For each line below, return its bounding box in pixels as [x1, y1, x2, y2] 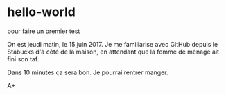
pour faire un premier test [7, 27, 80, 35]
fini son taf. [7, 54, 40, 63]
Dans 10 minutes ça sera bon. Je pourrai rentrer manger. [7, 68, 168, 76]
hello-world [7, 4, 76, 20]
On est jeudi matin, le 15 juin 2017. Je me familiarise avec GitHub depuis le [7, 40, 218, 48]
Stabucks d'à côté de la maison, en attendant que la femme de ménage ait [7, 47, 220, 56]
